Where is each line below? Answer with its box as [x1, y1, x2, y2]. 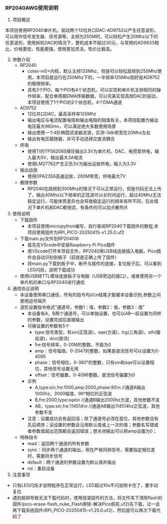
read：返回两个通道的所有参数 [27, 441, 90, 447]
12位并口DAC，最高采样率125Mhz [27, 111, 96, 117]
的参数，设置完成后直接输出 [27, 317, 85, 323]
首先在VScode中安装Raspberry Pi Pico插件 [27, 242, 116, 248]
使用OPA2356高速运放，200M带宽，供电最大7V [27, 173, 126, 179]
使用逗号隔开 [19, 298, 46, 304]
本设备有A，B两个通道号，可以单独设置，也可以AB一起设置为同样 [27, 310, 162, 316]
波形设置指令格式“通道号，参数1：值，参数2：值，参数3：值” [19, 304, 145, 310]
